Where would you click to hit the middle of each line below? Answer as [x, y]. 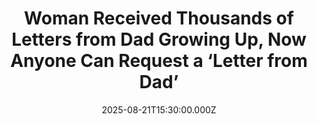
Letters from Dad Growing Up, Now [159, 39]
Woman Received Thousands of [159, 18]
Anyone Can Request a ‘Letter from [159, 61]
